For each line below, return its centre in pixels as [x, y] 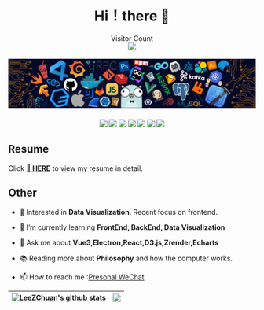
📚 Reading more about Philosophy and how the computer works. [126, 258]
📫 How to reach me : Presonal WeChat [82, 277]
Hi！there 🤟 [132, 16]
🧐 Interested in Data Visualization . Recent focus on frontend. [119, 212]
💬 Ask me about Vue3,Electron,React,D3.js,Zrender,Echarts [119, 242]
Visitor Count [132, 38]
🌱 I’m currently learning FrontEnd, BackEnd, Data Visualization [122, 227]
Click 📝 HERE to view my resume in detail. [75, 168]
